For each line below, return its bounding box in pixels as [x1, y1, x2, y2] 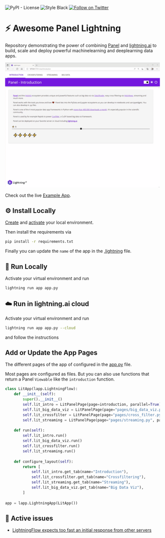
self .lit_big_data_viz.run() [23, 438, 82, 444]
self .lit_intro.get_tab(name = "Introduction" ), [31, 470, 129, 475]
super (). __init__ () [23, 397, 63, 402]
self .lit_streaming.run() [23, 448, 76, 453]
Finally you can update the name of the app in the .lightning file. [5, 248, 132, 254]
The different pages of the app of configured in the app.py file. [5, 361, 132, 367]
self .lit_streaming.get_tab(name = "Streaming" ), [31, 480, 131, 485]
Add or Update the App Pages [5, 348, 98, 357]
